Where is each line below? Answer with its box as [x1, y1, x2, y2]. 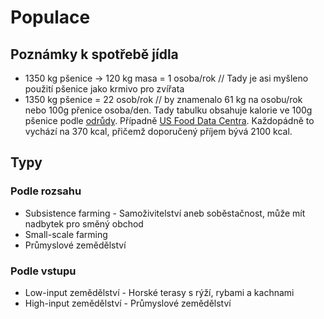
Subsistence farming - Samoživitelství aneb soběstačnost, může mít [24, 207, 306, 219]
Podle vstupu [10, 264, 77, 278]
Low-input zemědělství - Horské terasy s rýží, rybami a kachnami [24, 286, 295, 298]
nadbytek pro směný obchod [24, 217, 144, 230]
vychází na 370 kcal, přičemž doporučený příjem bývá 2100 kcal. [24, 126, 293, 137]
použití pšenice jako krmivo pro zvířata [24, 83, 185, 95]
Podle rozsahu [10, 184, 82, 198]
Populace [10, 6, 91, 29]
